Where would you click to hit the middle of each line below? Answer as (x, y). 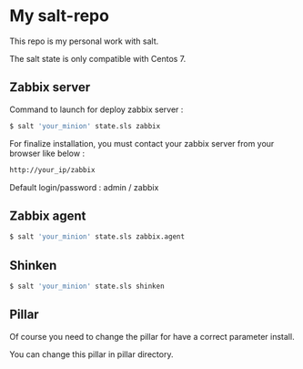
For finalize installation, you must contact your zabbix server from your (142, 143)
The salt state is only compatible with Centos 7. (98, 58)
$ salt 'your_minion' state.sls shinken (87, 286)
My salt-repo (59, 16)
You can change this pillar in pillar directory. (91, 354)
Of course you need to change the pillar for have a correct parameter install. (152, 336)
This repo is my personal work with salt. (84, 41)
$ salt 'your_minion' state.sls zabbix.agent (97, 237)
